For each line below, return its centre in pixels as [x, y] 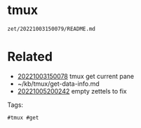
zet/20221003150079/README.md [52, 29]
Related [30, 57]
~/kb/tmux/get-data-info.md [58, 84]
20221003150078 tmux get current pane [76, 76]
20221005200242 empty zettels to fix [72, 91]
